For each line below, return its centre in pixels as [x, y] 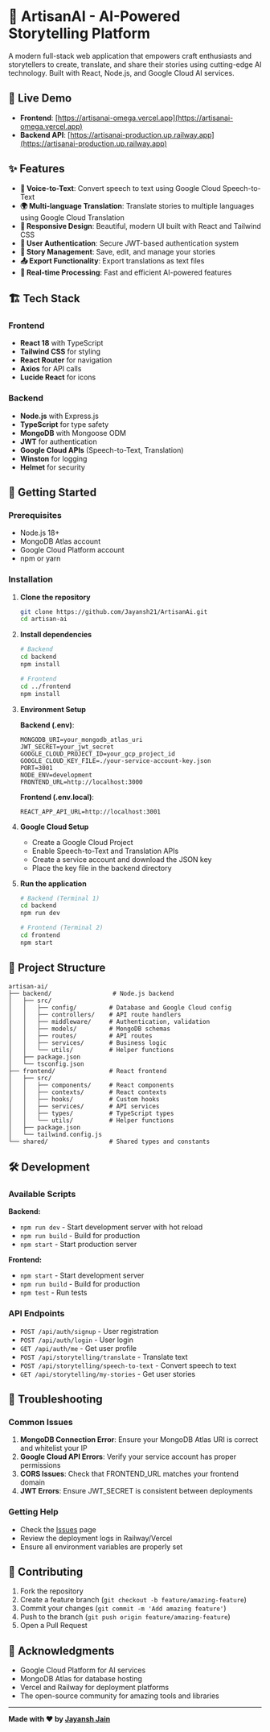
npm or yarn [40, 558]
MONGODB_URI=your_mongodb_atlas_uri [81, 740]
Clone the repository [55, 597]
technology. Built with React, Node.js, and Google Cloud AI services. [121, 73]
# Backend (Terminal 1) [60, 898]
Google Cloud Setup [54, 827]
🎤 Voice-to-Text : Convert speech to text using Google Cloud [120, 188]
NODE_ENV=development [56, 775]
